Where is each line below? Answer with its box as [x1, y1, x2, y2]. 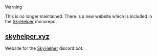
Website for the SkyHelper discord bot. [5, 45, 84, 51]
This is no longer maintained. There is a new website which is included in [5, 14, 153, 19]
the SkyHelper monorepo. [5, 19, 57, 24]
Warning [5, 4, 22, 10]
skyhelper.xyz [5, 32, 50, 41]
